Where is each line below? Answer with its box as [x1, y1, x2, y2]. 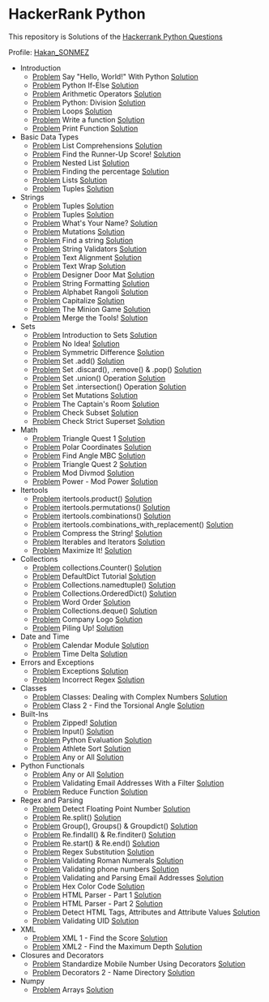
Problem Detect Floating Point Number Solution [32, 803, 190, 813]
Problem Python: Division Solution [32, 97, 146, 107]
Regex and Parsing [19, 795, 83, 805]
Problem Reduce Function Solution [32, 786, 148, 796]
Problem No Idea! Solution [32, 338, 120, 349]
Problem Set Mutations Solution [32, 390, 139, 400]
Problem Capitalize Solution [32, 295, 125, 305]
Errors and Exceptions [19, 657, 95, 667]
